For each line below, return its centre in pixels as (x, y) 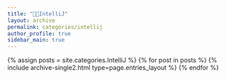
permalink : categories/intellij (55, 27)
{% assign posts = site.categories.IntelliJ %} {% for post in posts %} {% (112, 60)
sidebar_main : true (36, 40)
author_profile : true (39, 34)
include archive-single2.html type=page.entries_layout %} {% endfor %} (113, 68)
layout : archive (31, 20)
